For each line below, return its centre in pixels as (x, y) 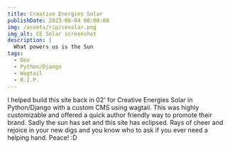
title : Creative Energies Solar (55, 14)
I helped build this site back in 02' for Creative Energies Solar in (100, 100)
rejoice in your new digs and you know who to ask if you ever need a (108, 130)
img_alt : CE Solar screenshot (52, 34)
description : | (30, 40)
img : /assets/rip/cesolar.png (52, 27)
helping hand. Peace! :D (42, 138)
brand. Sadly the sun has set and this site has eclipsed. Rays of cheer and (115, 123)
